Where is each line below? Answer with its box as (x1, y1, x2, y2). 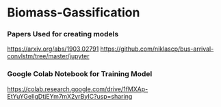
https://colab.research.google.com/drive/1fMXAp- (7, 84, 148, 93)
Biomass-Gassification (7, 5, 140, 21)
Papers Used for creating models (7, 29, 119, 39)
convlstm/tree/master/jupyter (7, 52, 90, 60)
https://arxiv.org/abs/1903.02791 (7, 45, 99, 53)
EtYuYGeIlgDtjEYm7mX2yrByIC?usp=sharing (7, 92, 133, 100)
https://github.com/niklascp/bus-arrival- (100, 45, 214, 53)
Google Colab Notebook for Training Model (7, 69, 153, 79)
